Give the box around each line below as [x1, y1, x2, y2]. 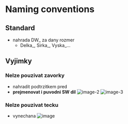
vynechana [12, 112, 36, 119]
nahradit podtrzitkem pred [12, 83, 67, 89]
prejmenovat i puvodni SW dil [12, 89, 76, 95]
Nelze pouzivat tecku [5, 101, 59, 108]
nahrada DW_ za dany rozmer [12, 37, 75, 43]
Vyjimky [5, 57, 32, 66]
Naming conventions [5, 4, 95, 15]
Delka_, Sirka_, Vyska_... [20, 42, 71, 48]
